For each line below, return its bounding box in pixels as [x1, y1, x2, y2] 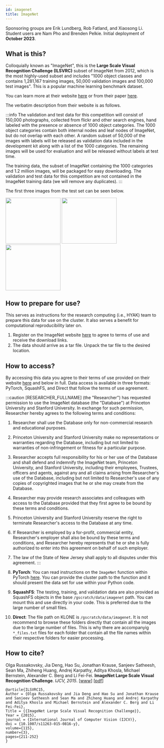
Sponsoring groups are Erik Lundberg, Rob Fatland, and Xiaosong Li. [5, 25, 143, 31]
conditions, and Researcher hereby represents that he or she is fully [12, 540, 149, 545]
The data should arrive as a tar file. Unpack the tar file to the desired [12, 342, 150, 348]
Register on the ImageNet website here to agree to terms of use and [12, 332, 150, 338]
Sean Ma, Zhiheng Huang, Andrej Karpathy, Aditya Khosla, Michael [5, 667, 140, 673]
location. [12, 348, 31, 354]
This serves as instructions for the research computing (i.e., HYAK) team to [5, 312, 157, 318]
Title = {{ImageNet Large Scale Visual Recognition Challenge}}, [5, 708, 141, 713]
